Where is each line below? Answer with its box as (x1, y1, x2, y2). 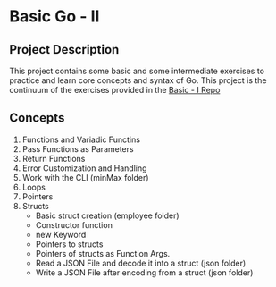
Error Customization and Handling (21, 163, 147, 173)
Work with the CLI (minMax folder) (21, 172, 149, 182)
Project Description (9, 42, 120, 57)
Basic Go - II (9, 6, 100, 27)
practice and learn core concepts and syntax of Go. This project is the (9, 75, 267, 86)
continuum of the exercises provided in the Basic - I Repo (9, 85, 221, 95)
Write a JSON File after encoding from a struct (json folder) (35, 266, 254, 278)
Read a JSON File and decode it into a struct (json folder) (35, 257, 247, 268)
